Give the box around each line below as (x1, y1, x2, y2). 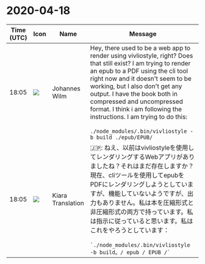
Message (129, 29, 157, 38)
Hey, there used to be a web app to (90, 43, 191, 52)
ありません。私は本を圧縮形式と (102, 198, 194, 207)
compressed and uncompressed (90, 97, 183, 106)
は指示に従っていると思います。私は (90, 216, 193, 225)
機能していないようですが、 (108, 189, 188, 197)
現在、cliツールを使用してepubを (90, 170, 185, 179)
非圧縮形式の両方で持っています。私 (90, 207, 193, 216)
